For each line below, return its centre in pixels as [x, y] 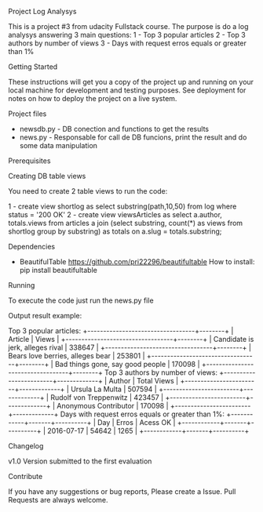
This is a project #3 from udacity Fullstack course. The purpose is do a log [128, 26]
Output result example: [45, 316]
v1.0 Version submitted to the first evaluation [80, 461]
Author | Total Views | [144, 381]
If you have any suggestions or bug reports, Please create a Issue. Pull [122, 492]
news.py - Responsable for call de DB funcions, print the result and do [133, 137]
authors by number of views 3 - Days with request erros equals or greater [128, 43]
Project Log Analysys [42, 11]
